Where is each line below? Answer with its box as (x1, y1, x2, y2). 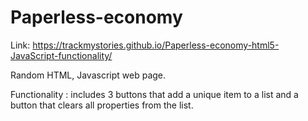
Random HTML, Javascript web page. (10, 69, 167, 81)
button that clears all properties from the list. (10, 99, 194, 111)
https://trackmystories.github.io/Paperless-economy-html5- (32, 39, 280, 51)
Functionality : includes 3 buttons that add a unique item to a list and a (10, 88, 299, 100)
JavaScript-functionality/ (10, 49, 113, 61)
